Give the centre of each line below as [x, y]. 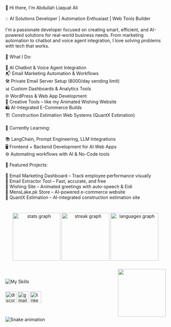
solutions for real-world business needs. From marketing [84, 35]
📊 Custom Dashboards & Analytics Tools [48, 89]
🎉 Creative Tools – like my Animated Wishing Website [61, 102]
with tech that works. [27, 46]
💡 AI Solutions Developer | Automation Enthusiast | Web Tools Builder [78, 18]
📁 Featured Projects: [27, 165]
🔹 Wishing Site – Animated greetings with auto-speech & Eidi [69, 186]
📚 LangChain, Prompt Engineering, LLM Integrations [61, 139]
